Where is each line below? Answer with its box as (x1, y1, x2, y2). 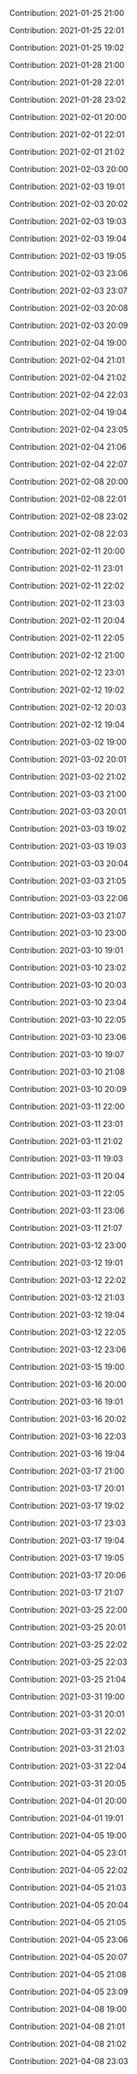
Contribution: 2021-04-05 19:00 (9, 1830, 127, 1840)
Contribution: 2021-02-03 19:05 (9, 251, 127, 261)
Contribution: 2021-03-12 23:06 (9, 1344, 127, 1355)
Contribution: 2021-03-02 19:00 (9, 736, 127, 747)
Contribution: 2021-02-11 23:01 (9, 564, 124, 573)
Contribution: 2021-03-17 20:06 (9, 1570, 127, 1580)
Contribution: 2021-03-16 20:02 (9, 1414, 127, 1424)
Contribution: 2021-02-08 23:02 (9, 511, 128, 521)
